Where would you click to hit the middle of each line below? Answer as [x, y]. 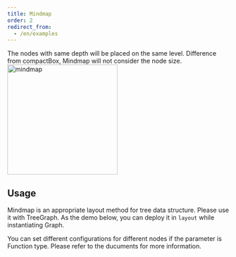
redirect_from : [30, 27]
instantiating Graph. [36, 225]
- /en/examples [36, 33]
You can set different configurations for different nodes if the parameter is [114, 239]
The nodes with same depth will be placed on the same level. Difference [112, 54]
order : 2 [20, 20]
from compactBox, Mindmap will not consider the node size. [94, 61]
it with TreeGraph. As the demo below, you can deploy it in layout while [111, 218]
